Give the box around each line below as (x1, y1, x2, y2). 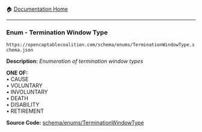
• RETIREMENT (6, 107, 44, 115)
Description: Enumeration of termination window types (6, 58, 144, 65)
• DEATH (6, 95, 29, 102)
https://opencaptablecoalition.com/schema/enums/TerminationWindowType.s (6, 42, 195, 48)
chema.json (6, 47, 34, 53)
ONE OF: (6, 69, 28, 77)
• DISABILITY (6, 101, 40, 109)
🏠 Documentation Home (6, 5, 68, 13)
